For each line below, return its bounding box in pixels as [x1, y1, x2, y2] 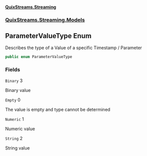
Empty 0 [5, 97, 21, 103]
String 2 [5, 135, 23, 141]
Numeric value [5, 126, 35, 132]
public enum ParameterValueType [5, 55, 72, 60]
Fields [5, 66, 20, 73]
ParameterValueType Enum [5, 31, 92, 40]
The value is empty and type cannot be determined [5, 106, 111, 112]
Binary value [5, 87, 31, 93]
